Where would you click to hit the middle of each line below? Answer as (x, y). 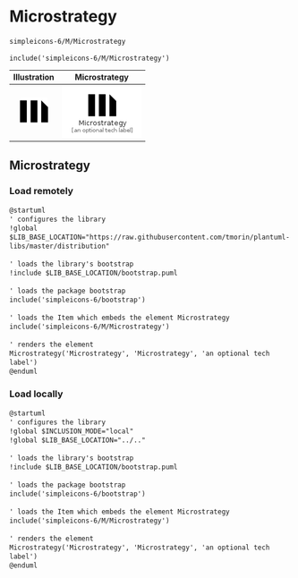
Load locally (36, 394)
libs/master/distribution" (60, 246)
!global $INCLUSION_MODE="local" (72, 431)
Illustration (34, 77)
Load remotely (42, 191)
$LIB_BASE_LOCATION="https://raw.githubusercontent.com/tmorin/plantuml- (150, 237)
